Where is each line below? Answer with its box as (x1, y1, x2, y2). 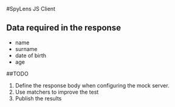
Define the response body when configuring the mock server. (15, 81, 170, 89)
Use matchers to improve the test (15, 88, 99, 95)
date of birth (15, 52, 47, 59)
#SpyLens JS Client (6, 5, 56, 12)
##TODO (6, 70, 29, 77)
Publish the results (15, 94, 62, 102)
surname (15, 45, 38, 52)
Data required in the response (6, 22, 122, 33)
